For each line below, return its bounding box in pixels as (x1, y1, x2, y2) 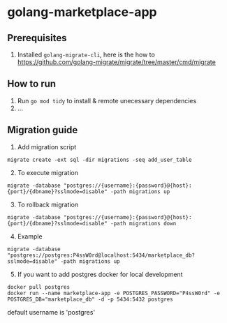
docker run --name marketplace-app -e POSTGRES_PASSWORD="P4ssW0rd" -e (7, 290, 220, 296)
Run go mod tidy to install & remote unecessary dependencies (17, 96, 197, 105)
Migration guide (7, 124, 78, 136)
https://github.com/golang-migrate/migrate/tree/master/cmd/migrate (17, 58, 217, 66)
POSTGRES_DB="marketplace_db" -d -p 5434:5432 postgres (7, 296, 173, 303)
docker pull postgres (7, 283, 71, 290)
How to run (7, 78, 57, 90)
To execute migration (17, 168, 79, 176)
